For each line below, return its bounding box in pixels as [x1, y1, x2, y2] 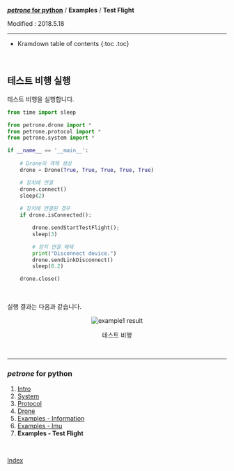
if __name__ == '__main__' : [7, 147, 89, 154]
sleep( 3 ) [32, 231, 58, 238]
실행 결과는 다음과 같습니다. [7, 303, 82, 311]
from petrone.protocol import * [7, 128, 101, 135]
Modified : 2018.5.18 [7, 20, 65, 27]
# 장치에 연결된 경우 [19, 205, 71, 212]
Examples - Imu [17, 422, 63, 430]
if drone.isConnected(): [19, 212, 92, 219]
